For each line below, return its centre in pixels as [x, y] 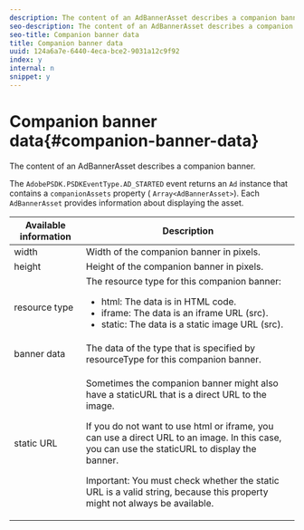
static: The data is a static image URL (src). [192, 324]
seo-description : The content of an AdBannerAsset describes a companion [152, 26]
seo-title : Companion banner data [75, 34]
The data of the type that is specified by [171, 348]
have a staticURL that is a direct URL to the [176, 394]
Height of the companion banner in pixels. [175, 266]
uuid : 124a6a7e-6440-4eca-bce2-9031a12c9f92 [95, 52]
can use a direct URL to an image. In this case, [184, 438]
